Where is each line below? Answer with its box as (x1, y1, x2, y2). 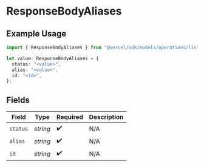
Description (89, 113, 124, 121)
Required (56, 113, 84, 121)
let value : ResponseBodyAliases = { (6, 55, 99, 61)
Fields (6, 95, 30, 105)
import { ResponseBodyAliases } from (6, 44, 102, 50)
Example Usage (6, 29, 67, 39)
